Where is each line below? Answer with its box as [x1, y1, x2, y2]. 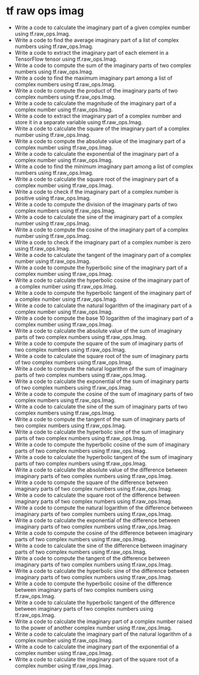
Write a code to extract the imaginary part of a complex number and [14, 112, 182, 120]
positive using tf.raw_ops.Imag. [14, 194, 91, 202]
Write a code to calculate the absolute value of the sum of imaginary [14, 327, 182, 334]
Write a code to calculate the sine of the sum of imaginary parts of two [14, 403, 188, 410]
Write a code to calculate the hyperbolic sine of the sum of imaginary [14, 428, 184, 435]
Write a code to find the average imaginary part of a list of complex [14, 36, 179, 43]
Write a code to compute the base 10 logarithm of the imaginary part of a [14, 314, 194, 322]
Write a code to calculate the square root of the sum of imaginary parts [14, 352, 189, 359]
